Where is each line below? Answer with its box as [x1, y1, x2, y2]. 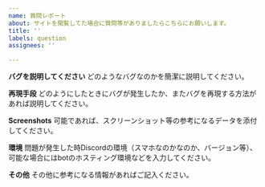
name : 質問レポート [8, 11, 67, 20]
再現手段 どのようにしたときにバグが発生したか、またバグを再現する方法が [8, 89, 257, 99]
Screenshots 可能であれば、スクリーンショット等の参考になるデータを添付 [8, 116, 258, 125]
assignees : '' [8, 42, 56, 50]
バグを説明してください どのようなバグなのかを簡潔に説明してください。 [8, 71, 249, 81]
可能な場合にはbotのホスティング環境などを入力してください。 [8, 153, 215, 163]
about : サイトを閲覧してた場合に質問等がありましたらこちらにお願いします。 [8, 19, 230, 27]
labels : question [8, 34, 67, 43]
